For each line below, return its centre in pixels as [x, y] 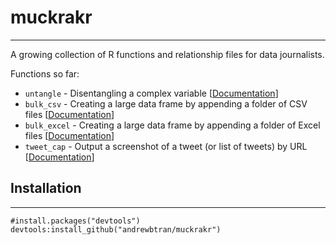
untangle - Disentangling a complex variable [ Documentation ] [151, 93]
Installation [46, 188]
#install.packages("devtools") [75, 221]
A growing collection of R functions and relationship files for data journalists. [167, 54]
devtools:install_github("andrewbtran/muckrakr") [116, 229]
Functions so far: [45, 73]
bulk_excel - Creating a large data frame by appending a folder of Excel [172, 125]
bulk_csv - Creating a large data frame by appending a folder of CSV [166, 103]
